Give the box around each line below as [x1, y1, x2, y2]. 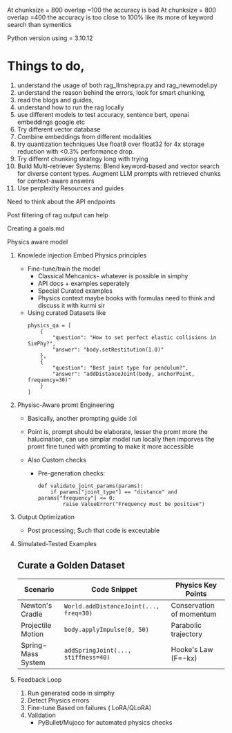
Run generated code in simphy [27, 689, 115, 697]
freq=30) [64, 609, 93, 617]
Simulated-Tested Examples [17, 539, 97, 548]
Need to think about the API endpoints [7, 197, 116, 206]
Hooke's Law [171, 644, 213, 654]
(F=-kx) [171, 653, 197, 663]
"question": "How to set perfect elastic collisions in [52, 334, 217, 341]
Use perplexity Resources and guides [17, 183, 124, 192]
